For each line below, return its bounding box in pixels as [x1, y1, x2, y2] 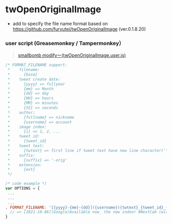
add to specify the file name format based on [12, 20, 109, 27]
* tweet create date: [7, 77, 60, 82]
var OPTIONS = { [5, 186, 40, 191]
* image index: [7, 124, 47, 129]
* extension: [7, 162, 42, 167]
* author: [7, 110, 36, 115]
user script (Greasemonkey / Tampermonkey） [5, 39, 124, 47]
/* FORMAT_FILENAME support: [5, 62, 68, 68]
